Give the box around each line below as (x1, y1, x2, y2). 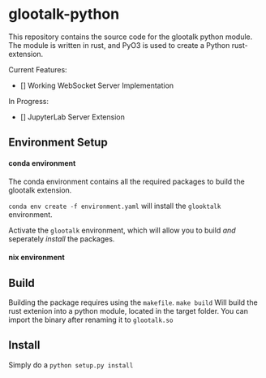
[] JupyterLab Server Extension (19, 111, 126, 122)
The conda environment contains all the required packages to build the (8, 176, 245, 186)
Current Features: (8, 64, 67, 74)
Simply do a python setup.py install (8, 359, 134, 370)
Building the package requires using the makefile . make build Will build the (8, 298, 258, 307)
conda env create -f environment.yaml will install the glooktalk (8, 201, 221, 211)
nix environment (8, 253, 65, 263)
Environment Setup (8, 136, 108, 150)
